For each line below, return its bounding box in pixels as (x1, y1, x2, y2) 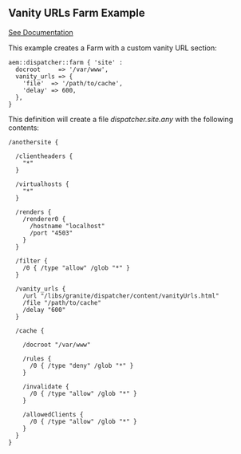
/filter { (15, 257, 48, 265)
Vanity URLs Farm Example (8, 6, 145, 20)
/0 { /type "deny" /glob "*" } (29, 361, 134, 369)
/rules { (22, 354, 52, 362)
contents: (8, 123, 40, 132)
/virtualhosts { (15, 180, 69, 188)
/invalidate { (22, 382, 69, 390)
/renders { (15, 207, 52, 216)
